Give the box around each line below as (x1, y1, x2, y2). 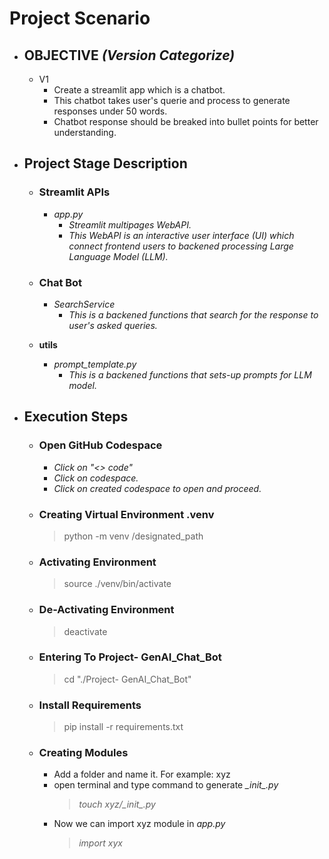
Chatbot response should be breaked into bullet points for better (53, 116, 319, 127)
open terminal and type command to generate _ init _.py (53, 779, 279, 791)
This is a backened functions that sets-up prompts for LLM (68, 368, 312, 381)
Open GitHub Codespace (38, 438, 163, 452)
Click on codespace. (53, 472, 139, 484)
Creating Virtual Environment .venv (38, 507, 215, 521)
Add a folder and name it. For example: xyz (53, 768, 231, 781)
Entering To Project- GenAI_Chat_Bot (38, 650, 222, 664)
